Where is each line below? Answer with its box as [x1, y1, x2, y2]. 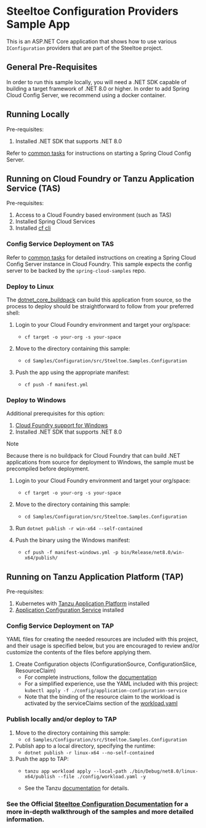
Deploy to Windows [6, 396, 66, 404]
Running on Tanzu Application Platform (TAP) [6, 571, 184, 582]
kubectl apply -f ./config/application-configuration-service [24, 688, 188, 694]
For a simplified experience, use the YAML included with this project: [24, 680, 199, 687]
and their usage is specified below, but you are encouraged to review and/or [6, 642, 200, 649]
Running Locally [6, 109, 69, 120]
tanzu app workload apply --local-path [24, 768, 127, 775]
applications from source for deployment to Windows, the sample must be [6, 459, 194, 466]
